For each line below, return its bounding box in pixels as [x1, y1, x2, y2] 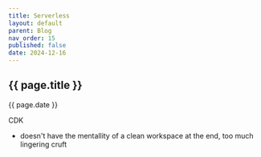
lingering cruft [19, 139, 67, 149]
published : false [8, 42, 67, 50]
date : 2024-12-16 [8, 49, 67, 57]
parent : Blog [8, 26, 52, 34]
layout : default [8, 19, 63, 27]
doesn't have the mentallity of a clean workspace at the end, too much [19, 131, 255, 140]
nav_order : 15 [8, 34, 56, 42]
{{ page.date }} [8, 99, 59, 109]
